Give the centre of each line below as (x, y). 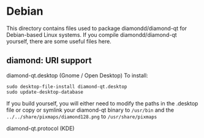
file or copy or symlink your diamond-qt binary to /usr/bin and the (90, 110)
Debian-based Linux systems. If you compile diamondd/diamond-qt (92, 34)
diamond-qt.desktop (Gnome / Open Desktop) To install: (77, 75)
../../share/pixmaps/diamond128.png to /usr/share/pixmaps (82, 116)
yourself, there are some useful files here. (59, 41)
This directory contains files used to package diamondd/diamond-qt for (97, 28)
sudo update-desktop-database (45, 92)
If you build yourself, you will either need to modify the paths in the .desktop (102, 103)
